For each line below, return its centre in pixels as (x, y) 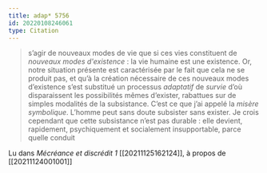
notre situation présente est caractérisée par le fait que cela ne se (136, 70)
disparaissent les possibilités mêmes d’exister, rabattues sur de (132, 96)
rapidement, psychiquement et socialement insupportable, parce (134, 129)
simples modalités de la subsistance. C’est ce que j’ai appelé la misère (143, 104)
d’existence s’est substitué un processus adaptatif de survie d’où (135, 87)
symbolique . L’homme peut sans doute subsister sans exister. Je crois (143, 112)
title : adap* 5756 (39, 16)
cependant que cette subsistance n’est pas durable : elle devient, (135, 121)
